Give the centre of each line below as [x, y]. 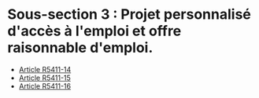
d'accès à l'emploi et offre [94, 31]
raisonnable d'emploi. [80, 48]
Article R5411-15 [45, 78]
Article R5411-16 [45, 86]
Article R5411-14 [45, 69]
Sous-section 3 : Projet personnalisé [129, 15]
